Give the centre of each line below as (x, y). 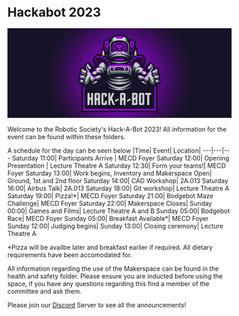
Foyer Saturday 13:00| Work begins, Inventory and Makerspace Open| (110, 173)
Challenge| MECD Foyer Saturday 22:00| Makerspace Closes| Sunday (110, 203)
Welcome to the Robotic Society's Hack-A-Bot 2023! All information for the (117, 129)
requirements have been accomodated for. (70, 255)
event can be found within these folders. (67, 136)
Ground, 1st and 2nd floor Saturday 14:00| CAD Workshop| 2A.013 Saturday (118, 180)
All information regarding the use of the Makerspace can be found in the (113, 268)
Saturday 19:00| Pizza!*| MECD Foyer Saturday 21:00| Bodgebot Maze (110, 195)
